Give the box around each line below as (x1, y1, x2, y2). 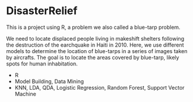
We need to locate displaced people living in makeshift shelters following (6, 35, 185, 42)
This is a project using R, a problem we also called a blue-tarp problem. (6, 24, 181, 31)
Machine (14, 90, 37, 97)
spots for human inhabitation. (6, 60, 78, 67)
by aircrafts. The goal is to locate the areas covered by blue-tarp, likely (6, 54, 179, 61)
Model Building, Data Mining (14, 78, 84, 85)
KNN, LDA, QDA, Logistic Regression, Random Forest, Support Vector (14, 84, 185, 91)
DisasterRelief (6, 4, 78, 18)
